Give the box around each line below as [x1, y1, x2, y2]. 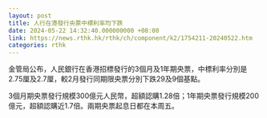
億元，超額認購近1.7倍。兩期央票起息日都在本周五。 [8, 101, 179, 111]
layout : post [8, 11, 52, 20]
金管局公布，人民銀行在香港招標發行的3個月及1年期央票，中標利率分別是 [8, 65, 248, 74]
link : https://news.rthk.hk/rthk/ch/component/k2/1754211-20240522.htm [8, 33, 253, 42]
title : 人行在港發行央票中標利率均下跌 [8, 19, 123, 27]
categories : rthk [8, 41, 67, 49]
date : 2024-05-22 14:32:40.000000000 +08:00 [8, 26, 160, 34]
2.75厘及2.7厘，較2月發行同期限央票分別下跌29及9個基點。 [8, 74, 205, 84]
